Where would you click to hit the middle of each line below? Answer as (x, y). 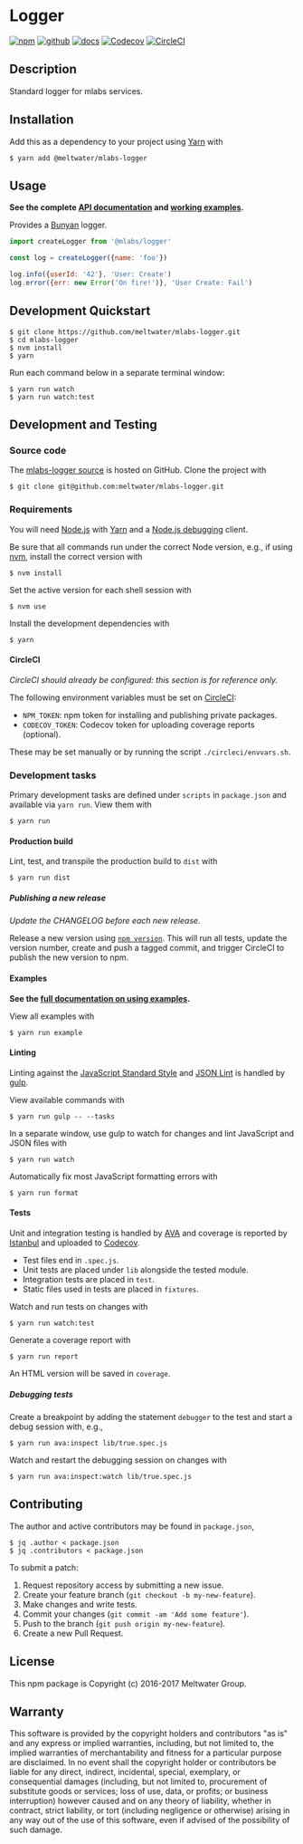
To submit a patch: (44, 1567)
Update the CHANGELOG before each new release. (105, 921)
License (32, 1662)
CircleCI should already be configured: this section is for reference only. (144, 679)
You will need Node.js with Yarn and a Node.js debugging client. (129, 529)
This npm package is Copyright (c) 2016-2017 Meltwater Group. (128, 1683)
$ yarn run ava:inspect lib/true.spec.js (89, 1443)
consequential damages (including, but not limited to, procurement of (138, 1782)
